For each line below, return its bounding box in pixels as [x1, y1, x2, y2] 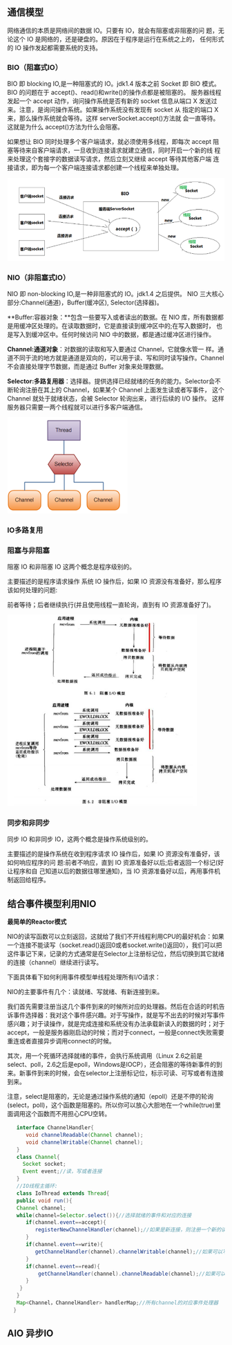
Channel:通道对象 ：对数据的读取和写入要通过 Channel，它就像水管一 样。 [7, 345, 218, 354]
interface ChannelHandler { [16, 1124, 95, 1131]
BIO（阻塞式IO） [7, 62, 63, 72]
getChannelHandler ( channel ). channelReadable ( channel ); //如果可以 [37, 1270, 226, 1277]
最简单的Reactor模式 [7, 917, 67, 926]
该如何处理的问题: [7, 585, 58, 594]
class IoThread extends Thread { [16, 1189, 110, 1197]
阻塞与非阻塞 [7, 545, 50, 555]
